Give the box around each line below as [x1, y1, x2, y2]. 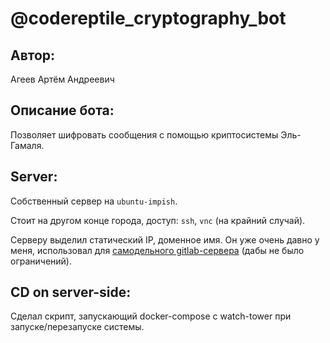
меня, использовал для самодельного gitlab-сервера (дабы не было [10, 244, 305, 256]
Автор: [10, 47, 56, 64]
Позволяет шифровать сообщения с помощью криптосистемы [10, 128, 279, 141]
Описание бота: [10, 102, 115, 119]
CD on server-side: [10, 284, 132, 301]
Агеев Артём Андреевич [10, 73, 115, 85]
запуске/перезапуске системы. [10, 321, 145, 333]
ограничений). [10, 255, 72, 267]
